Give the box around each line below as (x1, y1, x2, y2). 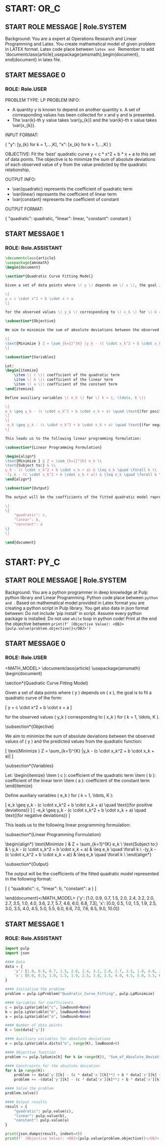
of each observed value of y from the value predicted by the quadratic (5, 161, 147, 167)
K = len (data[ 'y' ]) (5, 1028, 45, 1032)
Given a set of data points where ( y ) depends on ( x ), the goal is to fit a (5, 689, 152, 696)
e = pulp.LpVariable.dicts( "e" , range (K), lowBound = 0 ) (5, 1041, 120, 1046)
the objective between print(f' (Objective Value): (5, 620, 111, 627)
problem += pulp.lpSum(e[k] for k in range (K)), (5, 1054, 107, 1059)
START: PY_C (5, 556, 60, 568)
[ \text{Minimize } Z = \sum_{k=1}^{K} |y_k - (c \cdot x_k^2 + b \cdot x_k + (5, 748, 155, 754)
